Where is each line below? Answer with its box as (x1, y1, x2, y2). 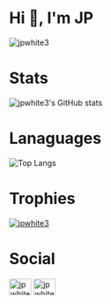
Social (9, 248, 55, 269)
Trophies (9, 189, 77, 209)
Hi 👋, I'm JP (9, 8, 94, 28)
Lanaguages (9, 128, 102, 148)
